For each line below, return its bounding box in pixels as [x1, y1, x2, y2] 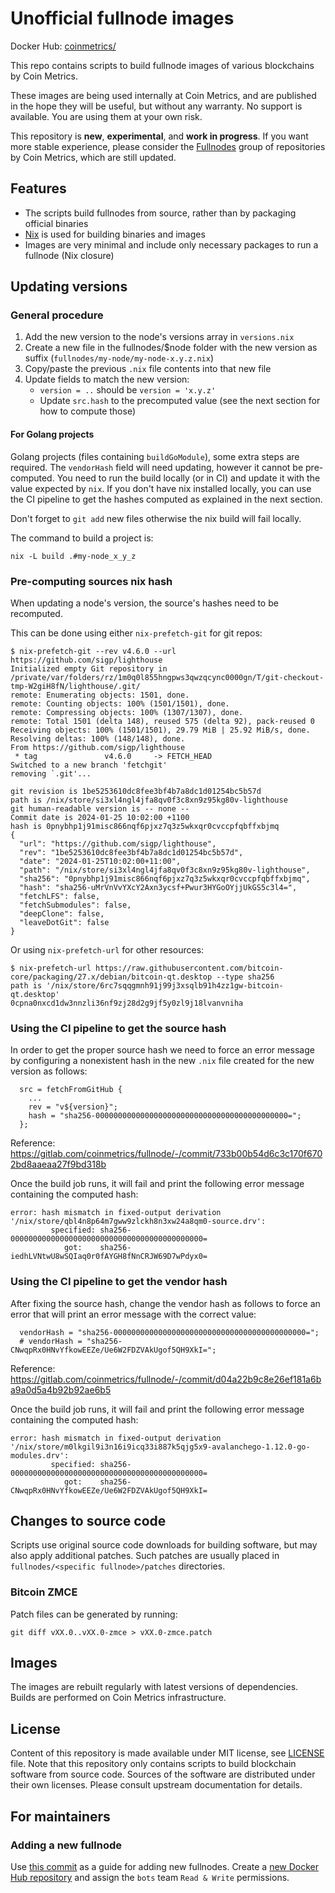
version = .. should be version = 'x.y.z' [39, 384, 217, 396]
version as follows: [10, 1065, 88, 1077]
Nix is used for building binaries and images [24, 228, 206, 240]
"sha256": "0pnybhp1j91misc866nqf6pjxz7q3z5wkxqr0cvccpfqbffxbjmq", [19, 873, 311, 884]
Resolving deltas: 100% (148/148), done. [10, 733, 186, 744]
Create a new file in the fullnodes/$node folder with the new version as [24, 342, 318, 354]
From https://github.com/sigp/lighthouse [10, 742, 186, 752]
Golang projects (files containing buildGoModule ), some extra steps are [10, 450, 300, 462]
